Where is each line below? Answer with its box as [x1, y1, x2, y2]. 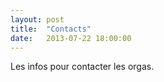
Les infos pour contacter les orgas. [10, 61, 155, 73]
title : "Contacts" [10, 24, 92, 34]
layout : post [10, 14, 65, 25]
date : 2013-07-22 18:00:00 [10, 33, 132, 43]
